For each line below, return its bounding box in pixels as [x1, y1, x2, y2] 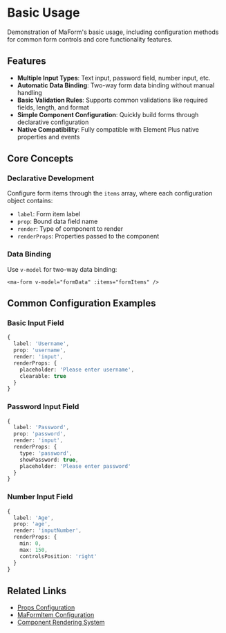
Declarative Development [7, 173, 95, 183]
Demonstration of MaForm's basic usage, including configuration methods [7, 28, 219, 36]
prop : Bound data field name [17, 217, 98, 226]
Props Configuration [17, 603, 75, 612]
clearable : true [19, 372, 67, 379]
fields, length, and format [17, 103, 90, 112]
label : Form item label [17, 210, 81, 218]
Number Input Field [7, 492, 73, 502]
